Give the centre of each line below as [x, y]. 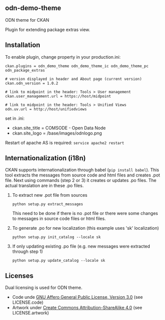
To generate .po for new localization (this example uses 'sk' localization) [85, 228]
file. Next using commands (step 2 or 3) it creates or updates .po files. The [81, 180]
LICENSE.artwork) [31, 313]
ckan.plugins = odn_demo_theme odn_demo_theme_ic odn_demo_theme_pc [77, 66]
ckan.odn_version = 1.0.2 [32, 83]
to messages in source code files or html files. [59, 218]
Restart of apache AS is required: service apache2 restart [65, 142]
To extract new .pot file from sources [50, 195]
